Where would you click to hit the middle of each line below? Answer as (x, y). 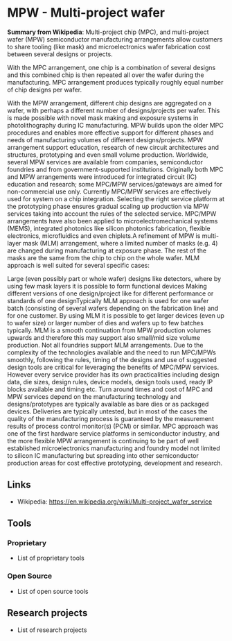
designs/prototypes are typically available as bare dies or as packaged (108, 404)
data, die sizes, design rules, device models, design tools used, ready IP (110, 382)
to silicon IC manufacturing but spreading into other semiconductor (103, 455)
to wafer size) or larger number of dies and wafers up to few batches (106, 323)
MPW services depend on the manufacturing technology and (94, 396)
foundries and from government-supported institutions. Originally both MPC (115, 169)
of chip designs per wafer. (45, 89)
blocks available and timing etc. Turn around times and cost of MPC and (110, 389)
